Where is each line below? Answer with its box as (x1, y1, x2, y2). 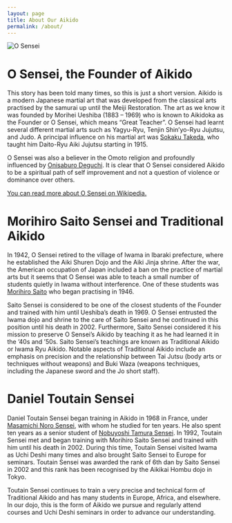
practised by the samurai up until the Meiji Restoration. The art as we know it (7, 104, 225, 112)
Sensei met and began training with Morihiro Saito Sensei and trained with (7, 436, 218, 444)
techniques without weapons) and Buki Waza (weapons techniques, (7, 360, 200, 368)
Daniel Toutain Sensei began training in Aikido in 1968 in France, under (7, 414, 209, 422)
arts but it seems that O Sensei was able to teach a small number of (7, 273, 200, 281)
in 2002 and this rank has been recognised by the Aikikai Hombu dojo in (7, 466, 213, 474)
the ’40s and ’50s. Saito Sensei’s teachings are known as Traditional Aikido (7, 338, 220, 346)
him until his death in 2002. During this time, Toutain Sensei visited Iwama (7, 444, 217, 452)
